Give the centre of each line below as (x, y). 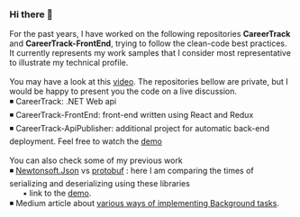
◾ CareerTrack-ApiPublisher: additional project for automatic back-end (140, 129)
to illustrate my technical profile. (69, 63)
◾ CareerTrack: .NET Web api (63, 102)
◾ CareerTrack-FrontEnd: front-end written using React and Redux (132, 115)
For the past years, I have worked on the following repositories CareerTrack (150, 34)
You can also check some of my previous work (96, 160)
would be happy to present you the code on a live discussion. (123, 91)
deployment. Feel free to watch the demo (86, 141)
